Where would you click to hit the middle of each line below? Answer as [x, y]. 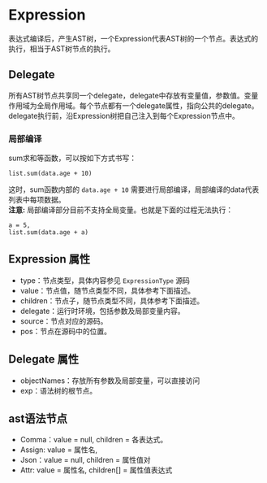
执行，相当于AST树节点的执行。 [62, 48]
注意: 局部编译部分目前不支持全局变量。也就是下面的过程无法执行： [121, 210]
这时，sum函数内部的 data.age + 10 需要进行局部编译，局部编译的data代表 [134, 189]
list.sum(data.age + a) [49, 233]
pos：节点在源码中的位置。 [66, 331]
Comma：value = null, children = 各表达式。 [94, 440]
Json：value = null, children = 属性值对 [86, 460]
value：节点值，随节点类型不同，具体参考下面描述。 [108, 290]
